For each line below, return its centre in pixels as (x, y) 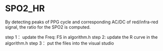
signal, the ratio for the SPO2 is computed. (48, 27)
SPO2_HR (25, 8)
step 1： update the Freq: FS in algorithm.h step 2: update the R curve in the (81, 37)
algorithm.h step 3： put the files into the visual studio (59, 43)
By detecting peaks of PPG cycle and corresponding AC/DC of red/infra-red (81, 22)
